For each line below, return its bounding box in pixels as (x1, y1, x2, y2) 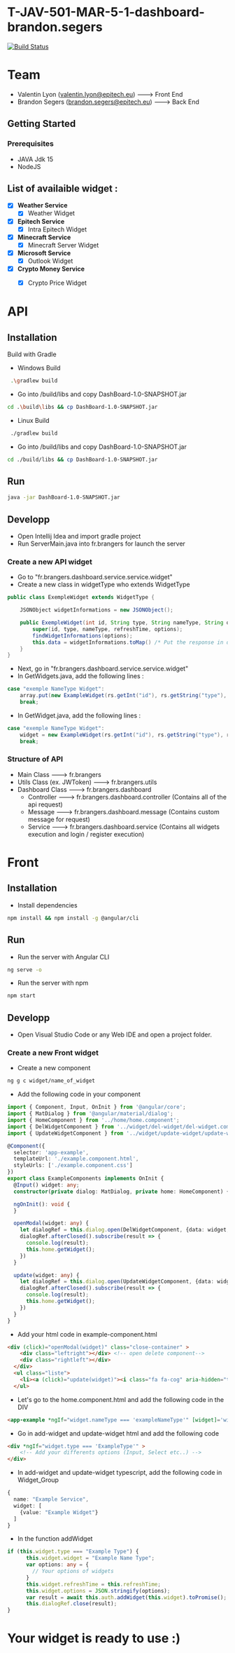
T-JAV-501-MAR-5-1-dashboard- (7, 4, 205, 20)
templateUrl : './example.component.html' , (13, 1155, 139, 1163)
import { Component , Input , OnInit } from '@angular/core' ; (7, 1104, 187, 1111)
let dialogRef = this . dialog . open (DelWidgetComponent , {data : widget (20, 1227, 227, 1234)
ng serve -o (7, 966, 42, 973)
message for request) (27, 815, 91, 823)
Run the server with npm (17, 979, 89, 987)
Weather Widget (27, 209, 76, 217)
